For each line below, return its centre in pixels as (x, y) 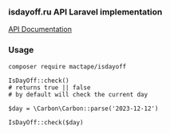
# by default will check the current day (78, 94)
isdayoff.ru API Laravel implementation (85, 12)
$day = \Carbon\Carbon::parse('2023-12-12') (83, 108)
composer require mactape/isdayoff (67, 66)
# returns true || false (49, 87)
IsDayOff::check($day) (46, 122)
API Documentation (40, 30)
